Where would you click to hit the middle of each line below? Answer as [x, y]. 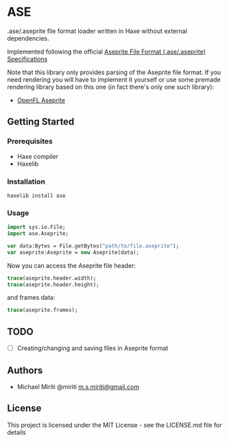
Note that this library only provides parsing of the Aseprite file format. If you [114, 72]
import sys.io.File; [37, 228]
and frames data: [31, 298]
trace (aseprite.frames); [43, 310]
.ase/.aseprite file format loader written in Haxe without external [97, 31]
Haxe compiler [37, 156]
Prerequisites [30, 142]
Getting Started [41, 122]
